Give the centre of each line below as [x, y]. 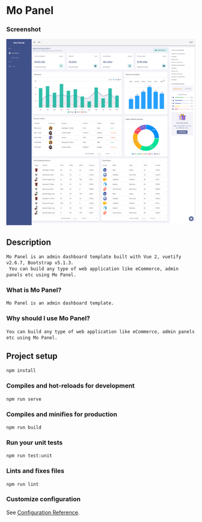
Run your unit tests [35, 442]
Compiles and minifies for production [62, 414]
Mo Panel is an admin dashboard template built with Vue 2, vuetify [94, 257]
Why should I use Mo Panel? [48, 318]
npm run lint [23, 484]
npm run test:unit [29, 456]
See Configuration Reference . [43, 512]
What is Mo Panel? [34, 290]
